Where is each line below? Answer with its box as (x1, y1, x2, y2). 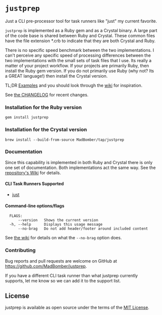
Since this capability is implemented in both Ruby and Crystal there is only (5, 159, 153, 165)
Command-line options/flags (5, 203, 64, 209)
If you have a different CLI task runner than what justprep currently (5, 272, 138, 278)
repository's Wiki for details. (5, 169, 61, 176)
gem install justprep (5, 115, 49, 120)
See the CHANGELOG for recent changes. (5, 92, 88, 98)
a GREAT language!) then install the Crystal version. (5, 73, 108, 79)
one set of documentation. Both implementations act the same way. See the (5, 165, 156, 170)
